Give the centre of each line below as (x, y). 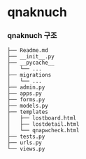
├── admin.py (26, 88)
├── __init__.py (31, 57)
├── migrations (29, 75)
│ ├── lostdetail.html (43, 125)
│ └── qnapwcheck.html (43, 131)
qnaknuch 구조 (32, 36)
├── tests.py (26, 137)
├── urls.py (24, 143)
